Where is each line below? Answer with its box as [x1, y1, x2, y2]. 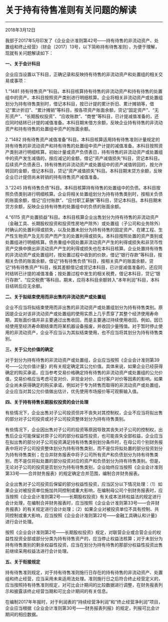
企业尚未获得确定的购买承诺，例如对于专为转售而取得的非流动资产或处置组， [5, 382, 163, 388]
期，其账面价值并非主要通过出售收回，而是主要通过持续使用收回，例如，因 [5, 317, 158, 323]
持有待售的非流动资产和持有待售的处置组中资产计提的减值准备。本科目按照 [5, 142, 158, 148]
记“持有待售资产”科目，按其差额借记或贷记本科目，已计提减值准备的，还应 [5, 264, 158, 270]
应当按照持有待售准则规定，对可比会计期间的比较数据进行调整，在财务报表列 [5, 582, 163, 588]
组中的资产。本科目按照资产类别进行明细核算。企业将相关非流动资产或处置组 [5, 94, 163, 100]
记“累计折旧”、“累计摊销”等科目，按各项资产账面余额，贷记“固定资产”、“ [5, 107, 155, 113]
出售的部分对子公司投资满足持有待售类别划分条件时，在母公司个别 [13, 439, 150, 445]
